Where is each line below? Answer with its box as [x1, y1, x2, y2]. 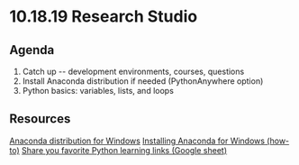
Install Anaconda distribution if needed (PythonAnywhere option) [22, 76, 264, 87]
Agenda [9, 42, 55, 58]
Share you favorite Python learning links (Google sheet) [21, 144, 228, 155]
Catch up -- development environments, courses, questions [22, 66, 245, 77]
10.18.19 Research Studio [9, 6, 198, 27]
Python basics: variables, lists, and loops [22, 86, 174, 96]
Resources [9, 111, 71, 127]
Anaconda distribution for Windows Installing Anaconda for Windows [9, 135, 266, 146]
